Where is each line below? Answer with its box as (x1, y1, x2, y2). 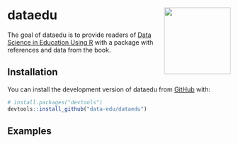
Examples (7, 125, 52, 137)
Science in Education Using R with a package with (7, 38, 154, 46)
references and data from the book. (7, 45, 111, 54)
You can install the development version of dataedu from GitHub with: (7, 85, 211, 94)
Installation (7, 66, 58, 78)
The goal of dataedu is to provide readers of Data (7, 31, 152, 39)
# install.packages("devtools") (7, 99, 103, 106)
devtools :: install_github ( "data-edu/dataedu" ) (7, 105, 147, 113)
